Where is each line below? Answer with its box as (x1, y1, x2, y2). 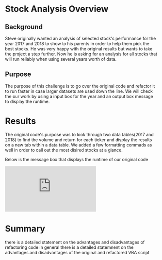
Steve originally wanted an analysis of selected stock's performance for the (5, 35, 156, 41)
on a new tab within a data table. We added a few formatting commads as (5, 142, 152, 147)
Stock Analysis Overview (5, 3, 109, 15)
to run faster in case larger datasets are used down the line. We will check (5, 88, 153, 94)
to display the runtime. (5, 98, 50, 104)
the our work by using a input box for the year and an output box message (5, 93, 154, 99)
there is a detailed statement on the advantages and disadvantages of (5, 239, 145, 245)
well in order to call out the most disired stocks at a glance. (5, 147, 123, 153)
